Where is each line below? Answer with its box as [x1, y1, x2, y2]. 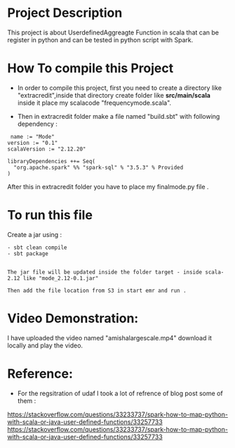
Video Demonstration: [7, 311, 139, 326]
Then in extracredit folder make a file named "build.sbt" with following [17, 112, 220, 120]
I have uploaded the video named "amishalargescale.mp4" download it [7, 333, 213, 342]
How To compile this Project [7, 60, 174, 77]
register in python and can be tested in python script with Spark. [7, 35, 194, 44]
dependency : [17, 120, 58, 128]
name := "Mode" [10, 133, 55, 140]
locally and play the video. [7, 341, 83, 350]
